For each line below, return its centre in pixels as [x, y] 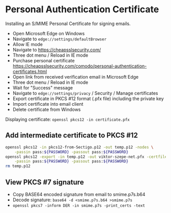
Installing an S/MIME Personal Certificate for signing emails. [68, 23]
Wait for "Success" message [43, 87]
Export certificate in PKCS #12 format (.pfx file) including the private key [88, 99]
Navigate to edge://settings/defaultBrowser [60, 39]
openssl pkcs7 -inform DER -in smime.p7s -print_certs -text [79, 205]
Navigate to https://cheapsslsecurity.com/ [57, 50]
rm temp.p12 [18, 166]
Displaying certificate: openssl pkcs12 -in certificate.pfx [67, 119]
